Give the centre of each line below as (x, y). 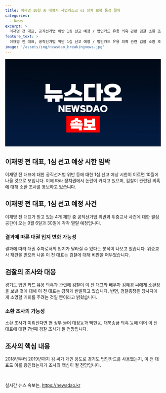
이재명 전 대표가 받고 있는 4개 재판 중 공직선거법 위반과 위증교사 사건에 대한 (78, 217)
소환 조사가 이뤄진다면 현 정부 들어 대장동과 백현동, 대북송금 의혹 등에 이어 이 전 (82, 323)
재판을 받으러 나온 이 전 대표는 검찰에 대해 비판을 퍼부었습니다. (70, 255)
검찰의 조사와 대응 (31, 272)
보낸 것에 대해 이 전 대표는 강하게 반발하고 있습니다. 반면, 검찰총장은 (75, 291)
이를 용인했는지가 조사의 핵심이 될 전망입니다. (58, 365)
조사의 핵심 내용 (28, 346)
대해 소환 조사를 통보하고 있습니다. (43, 187)
